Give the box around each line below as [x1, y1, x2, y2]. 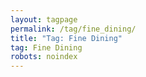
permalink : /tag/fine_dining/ [10, 24, 137, 34]
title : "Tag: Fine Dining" [10, 33, 123, 43]
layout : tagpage [10, 14, 78, 25]
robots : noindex [10, 52, 78, 62]
